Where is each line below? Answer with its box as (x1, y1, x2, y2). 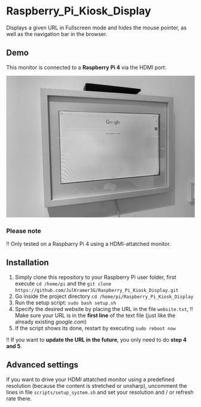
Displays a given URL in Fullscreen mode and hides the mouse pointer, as (6, 24, 187, 31)
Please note (6, 227, 42, 235)
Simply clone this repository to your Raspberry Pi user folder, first (14, 273, 176, 281)
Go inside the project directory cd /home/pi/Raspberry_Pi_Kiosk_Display (14, 293, 194, 300)
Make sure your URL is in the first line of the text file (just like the (14, 312, 176, 319)
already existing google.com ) (14, 318, 87, 325)
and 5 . (6, 342, 22, 349)
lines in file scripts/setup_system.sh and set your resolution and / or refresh (6, 388, 194, 396)
